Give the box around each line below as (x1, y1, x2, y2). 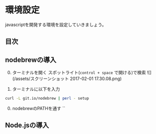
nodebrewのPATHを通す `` (12, 106, 65, 111)
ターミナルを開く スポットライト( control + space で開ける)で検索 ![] (12, 70, 152, 76)
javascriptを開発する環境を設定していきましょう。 (5, 22, 107, 27)
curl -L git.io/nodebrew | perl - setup (5, 96, 90, 101)
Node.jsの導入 (5, 121, 49, 130)
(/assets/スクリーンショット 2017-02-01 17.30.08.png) (12, 76, 122, 81)
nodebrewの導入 (5, 55, 57, 64)
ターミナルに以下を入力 (12, 86, 60, 92)
